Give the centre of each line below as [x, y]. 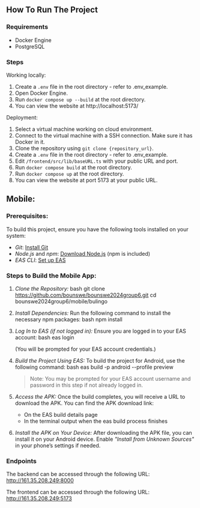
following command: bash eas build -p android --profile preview [94, 367]
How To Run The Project [52, 10]
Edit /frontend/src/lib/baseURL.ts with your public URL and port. [96, 161]
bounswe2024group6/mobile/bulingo [61, 301]
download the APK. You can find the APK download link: [84, 403]
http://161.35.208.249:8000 [40, 480]
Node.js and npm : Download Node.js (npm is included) [83, 253]
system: [16, 235]
